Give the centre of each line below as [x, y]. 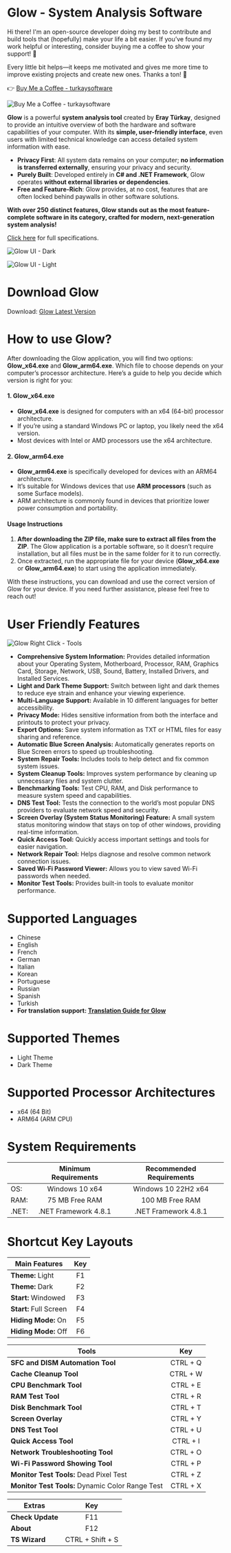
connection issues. [44, 861]
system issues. [38, 766]
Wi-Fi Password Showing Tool [62, 1464]
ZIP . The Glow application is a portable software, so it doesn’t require [115, 547]
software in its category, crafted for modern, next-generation [125, 217]
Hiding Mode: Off [39, 1331]
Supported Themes [64, 1038]
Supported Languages [72, 919]
